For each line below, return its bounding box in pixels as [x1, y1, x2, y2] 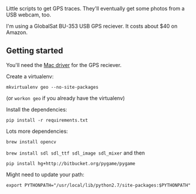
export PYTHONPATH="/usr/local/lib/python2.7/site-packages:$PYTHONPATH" [6, 182, 191, 188]
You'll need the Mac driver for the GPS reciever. [6, 61, 122, 68]
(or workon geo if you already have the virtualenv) [6, 94, 125, 102]
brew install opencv [6, 139, 57, 145]
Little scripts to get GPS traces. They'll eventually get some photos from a [6, 5, 185, 12]
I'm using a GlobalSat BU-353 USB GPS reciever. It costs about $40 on [6, 23, 178, 29]
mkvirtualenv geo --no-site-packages [6, 84, 99, 90]
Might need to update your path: [6, 170, 85, 178]
